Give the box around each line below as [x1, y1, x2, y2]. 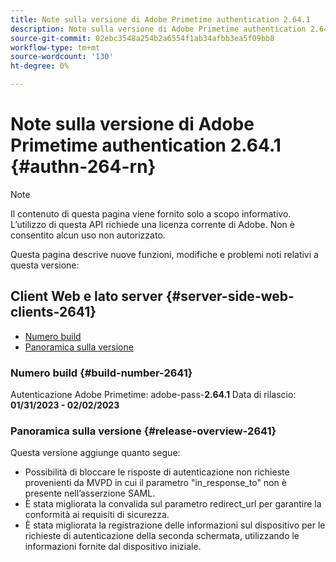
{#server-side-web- [165, 288, 295, 305]
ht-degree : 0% [10, 61, 70, 71]
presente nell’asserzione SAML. [24, 487, 156, 500]
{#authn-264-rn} [10, 156, 157, 178]
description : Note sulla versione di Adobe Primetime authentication [10, 24, 307, 34]
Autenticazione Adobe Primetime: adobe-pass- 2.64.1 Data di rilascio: [10, 389, 297, 401]
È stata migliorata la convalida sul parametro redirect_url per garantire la [24, 498, 322, 510]
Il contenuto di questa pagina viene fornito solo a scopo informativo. [10, 207, 292, 220]
